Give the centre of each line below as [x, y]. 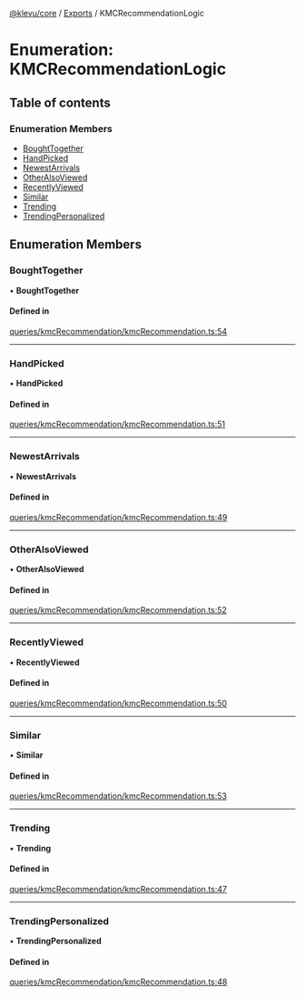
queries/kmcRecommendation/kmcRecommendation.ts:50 [118, 703]
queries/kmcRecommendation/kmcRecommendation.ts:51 [118, 424]
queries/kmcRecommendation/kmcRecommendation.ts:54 [118, 331]
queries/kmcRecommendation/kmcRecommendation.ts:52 [118, 610]
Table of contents [60, 102]
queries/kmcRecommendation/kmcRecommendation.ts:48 [118, 982]
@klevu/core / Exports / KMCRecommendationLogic [107, 13]
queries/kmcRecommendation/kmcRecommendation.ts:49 [118, 517]
